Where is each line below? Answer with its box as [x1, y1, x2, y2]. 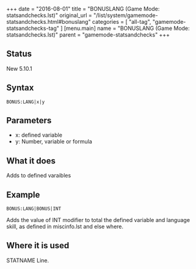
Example [6, 189, 40, 200]
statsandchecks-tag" [6, 24, 60, 32]
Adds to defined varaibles [6, 172, 71, 179]
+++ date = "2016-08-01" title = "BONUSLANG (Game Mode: [6, 5, 160, 12]
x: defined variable [15, 131, 63, 139]
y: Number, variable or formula [15, 138, 93, 145]
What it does [6, 156, 56, 166]
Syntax [6, 82, 34, 93]
